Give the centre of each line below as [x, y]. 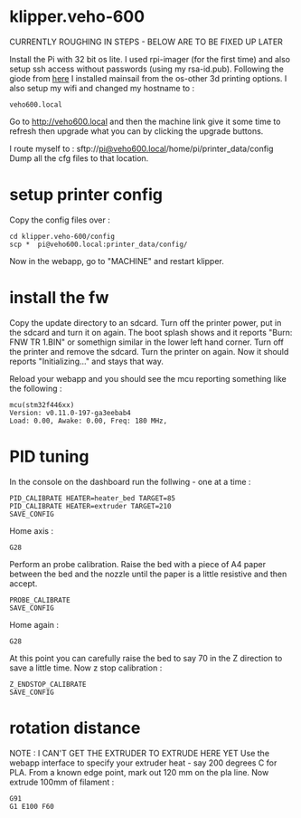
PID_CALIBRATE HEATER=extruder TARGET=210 [90, 506]
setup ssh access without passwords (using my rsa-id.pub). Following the [147, 69]
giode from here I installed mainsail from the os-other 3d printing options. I [148, 78]
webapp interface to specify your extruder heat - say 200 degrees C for [143, 763]
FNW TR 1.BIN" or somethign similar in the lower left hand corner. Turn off [147, 342]
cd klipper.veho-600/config [62, 236]
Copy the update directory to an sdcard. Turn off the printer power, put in [146, 322]
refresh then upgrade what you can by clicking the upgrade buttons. [136, 131]
